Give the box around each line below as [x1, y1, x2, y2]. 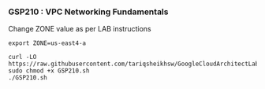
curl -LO [8, 54, 37, 61]
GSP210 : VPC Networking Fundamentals [8, 6, 169, 17]
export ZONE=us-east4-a [8, 39, 87, 47]
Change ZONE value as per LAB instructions [8, 24, 151, 34]
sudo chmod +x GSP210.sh [8, 67, 90, 75]
